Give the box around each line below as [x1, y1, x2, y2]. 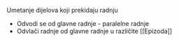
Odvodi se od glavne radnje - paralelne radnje [16, 20, 150, 27]
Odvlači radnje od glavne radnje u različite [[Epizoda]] [16, 27, 173, 35]
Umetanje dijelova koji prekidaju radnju [6, 6, 118, 14]
